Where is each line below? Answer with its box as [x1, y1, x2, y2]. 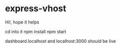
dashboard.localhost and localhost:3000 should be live [5, 38, 116, 44]
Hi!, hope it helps [5, 19, 39, 25]
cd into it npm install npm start [5, 28, 67, 34]
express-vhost [5, 3, 67, 14]
